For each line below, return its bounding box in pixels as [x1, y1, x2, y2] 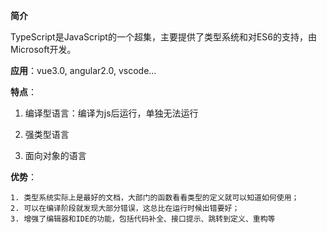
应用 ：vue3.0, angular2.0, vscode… [10, 65, 157, 76]
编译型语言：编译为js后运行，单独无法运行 [24, 107, 199, 119]
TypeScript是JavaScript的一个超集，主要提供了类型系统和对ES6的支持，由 [10, 31, 318, 43]
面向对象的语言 [24, 150, 87, 161]
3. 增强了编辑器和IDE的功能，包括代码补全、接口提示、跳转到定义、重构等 [10, 214, 276, 224]
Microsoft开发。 [10, 44, 77, 55]
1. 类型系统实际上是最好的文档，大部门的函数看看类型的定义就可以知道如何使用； [10, 193, 300, 203]
